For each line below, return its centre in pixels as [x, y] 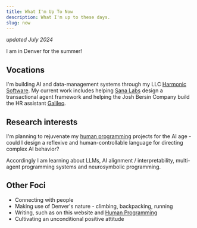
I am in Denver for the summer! [44, 51]
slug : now [18, 23]
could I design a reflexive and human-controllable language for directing [95, 143]
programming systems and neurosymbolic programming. [91, 167]
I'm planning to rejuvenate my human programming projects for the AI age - [99, 136]
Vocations [26, 70]
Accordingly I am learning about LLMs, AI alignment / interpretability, [90, 160]
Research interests [42, 122]
